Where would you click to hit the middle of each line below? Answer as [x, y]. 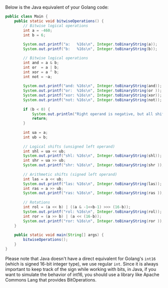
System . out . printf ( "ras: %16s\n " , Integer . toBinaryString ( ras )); [94, 193]
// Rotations [37, 202]
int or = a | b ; [41, 67]
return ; [40, 119]
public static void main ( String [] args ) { [59, 235]
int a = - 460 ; [38, 30]
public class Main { [27, 17]
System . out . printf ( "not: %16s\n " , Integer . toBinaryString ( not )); [93, 100]
